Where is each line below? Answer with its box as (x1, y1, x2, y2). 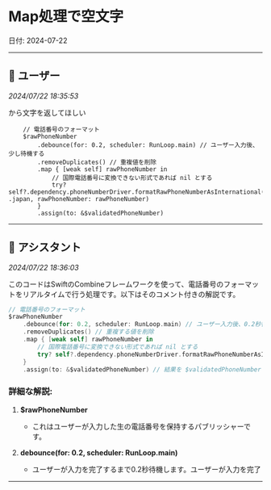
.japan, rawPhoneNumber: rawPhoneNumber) (8, 195, 150, 203)
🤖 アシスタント (8, 241, 81, 254)
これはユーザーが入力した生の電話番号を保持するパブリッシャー (31, 421, 244, 431)
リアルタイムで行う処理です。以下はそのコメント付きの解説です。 (22, 289, 240, 299)
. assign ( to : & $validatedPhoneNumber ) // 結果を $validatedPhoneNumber (23, 365, 262, 374)
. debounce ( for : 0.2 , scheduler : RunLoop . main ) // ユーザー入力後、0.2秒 (23, 320, 261, 329)
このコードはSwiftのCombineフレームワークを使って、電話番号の (8, 279, 224, 289)
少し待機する (8, 149, 45, 157)
